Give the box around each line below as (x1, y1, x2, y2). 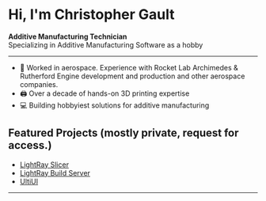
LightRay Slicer (19, 160, 70, 169)
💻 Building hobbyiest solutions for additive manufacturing (19, 100, 210, 110)
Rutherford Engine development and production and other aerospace (19, 71, 245, 81)
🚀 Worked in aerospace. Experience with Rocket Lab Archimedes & (19, 63, 239, 72)
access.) (8, 138, 52, 152)
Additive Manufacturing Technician (8, 32, 127, 41)
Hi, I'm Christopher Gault (8, 6, 175, 24)
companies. (19, 79, 59, 89)
